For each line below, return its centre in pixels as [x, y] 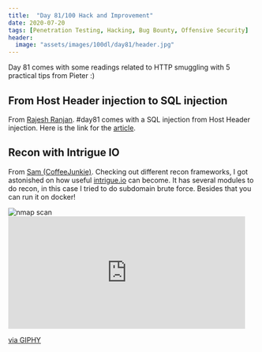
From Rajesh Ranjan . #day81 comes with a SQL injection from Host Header [129, 119]
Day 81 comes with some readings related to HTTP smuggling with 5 [119, 67]
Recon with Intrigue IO [64, 153]
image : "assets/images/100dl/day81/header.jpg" [95, 45]
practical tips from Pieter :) [52, 76]
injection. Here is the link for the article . [72, 128]
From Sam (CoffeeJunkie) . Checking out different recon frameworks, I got [128, 171]
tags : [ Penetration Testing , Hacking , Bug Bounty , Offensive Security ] [128, 30]
